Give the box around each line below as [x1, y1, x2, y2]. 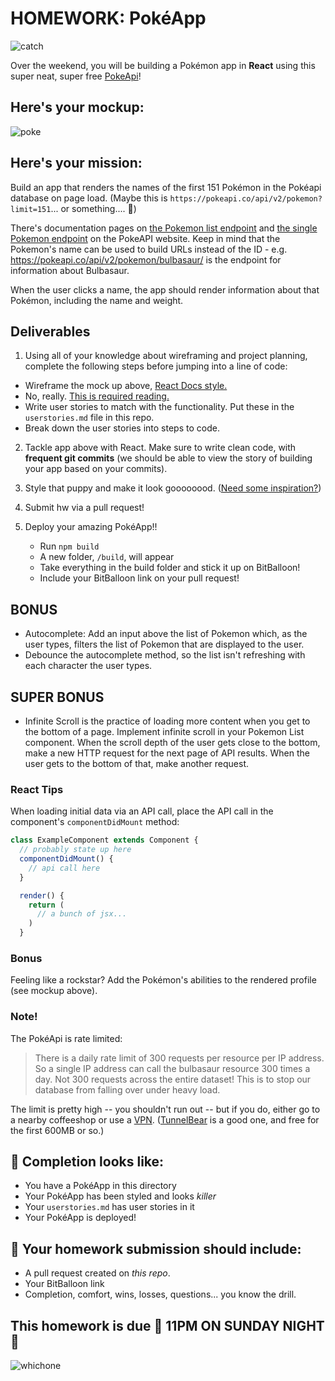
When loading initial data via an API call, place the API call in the [10, 805, 274, 817]
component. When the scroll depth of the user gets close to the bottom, [24, 737, 321, 748]
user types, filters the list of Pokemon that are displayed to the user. [24, 638, 305, 651]
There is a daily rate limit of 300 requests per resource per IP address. [34, 1052, 325, 1064]
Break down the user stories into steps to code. [24, 422, 220, 434]
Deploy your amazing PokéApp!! [24, 521, 158, 533]
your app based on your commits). [24, 463, 168, 475]
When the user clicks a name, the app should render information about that [10, 283, 320, 296]
